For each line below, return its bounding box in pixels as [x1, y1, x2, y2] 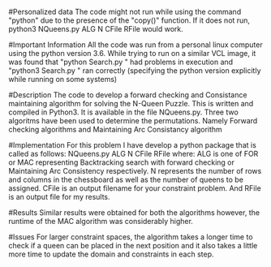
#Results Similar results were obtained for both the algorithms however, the [8, 208, 260, 217]
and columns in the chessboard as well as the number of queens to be [8, 174, 243, 184]
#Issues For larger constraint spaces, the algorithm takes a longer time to [8, 232, 253, 242]
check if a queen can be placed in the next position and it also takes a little [8, 241, 258, 250]
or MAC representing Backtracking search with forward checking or [8, 157, 235, 167]
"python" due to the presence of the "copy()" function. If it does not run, [8, 15, 250, 25]
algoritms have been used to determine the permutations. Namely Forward [8, 116, 258, 125]
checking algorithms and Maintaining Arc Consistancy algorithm [8, 125, 223, 134]
